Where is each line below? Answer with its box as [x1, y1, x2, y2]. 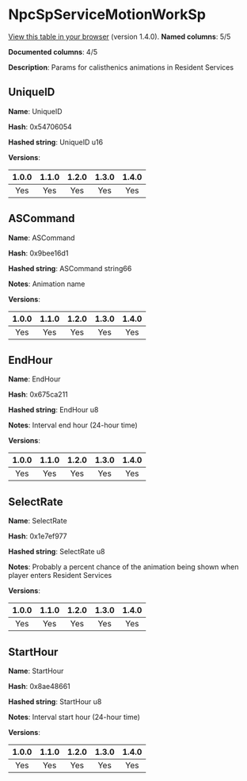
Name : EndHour [8, 374, 61, 384]
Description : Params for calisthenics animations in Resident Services [8, 62, 234, 72]
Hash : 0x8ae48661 [8, 682, 71, 691]
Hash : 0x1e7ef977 [8, 531, 67, 541]
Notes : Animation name [8, 279, 85, 289]
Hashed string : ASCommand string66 [8, 263, 132, 273]
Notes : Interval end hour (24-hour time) [8, 420, 139, 430]
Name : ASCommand [8, 232, 75, 243]
